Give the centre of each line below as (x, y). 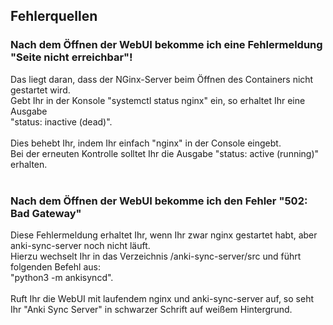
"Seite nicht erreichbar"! (71, 57)
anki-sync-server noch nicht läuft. (80, 245)
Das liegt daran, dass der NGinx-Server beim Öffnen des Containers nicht (162, 79)
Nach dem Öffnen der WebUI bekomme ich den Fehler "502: (159, 201)
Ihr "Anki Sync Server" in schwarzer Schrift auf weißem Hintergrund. (151, 309)
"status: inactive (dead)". (61, 121)
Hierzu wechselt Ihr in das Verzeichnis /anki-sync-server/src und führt (156, 256)
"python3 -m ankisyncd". (62, 277)
